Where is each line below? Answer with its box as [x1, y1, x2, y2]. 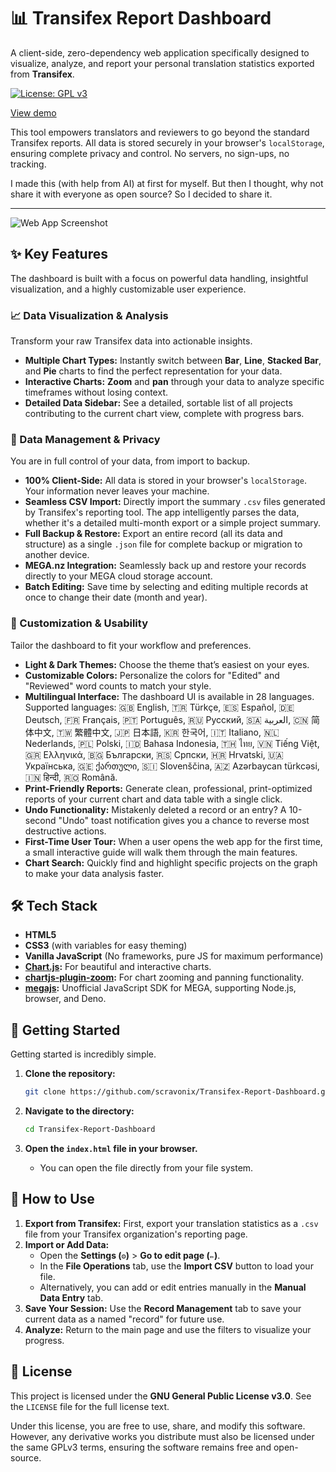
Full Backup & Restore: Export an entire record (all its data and [24, 528, 283, 540]
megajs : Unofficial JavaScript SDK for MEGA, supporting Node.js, [24, 982, 297, 994]
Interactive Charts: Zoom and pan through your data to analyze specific [24, 376, 325, 388]
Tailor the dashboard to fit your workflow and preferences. [10, 639, 252, 651]
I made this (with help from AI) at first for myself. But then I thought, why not [10, 177, 324, 189]
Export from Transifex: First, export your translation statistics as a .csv [24, 1217, 319, 1229]
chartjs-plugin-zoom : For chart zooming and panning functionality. [24, 971, 305, 984]
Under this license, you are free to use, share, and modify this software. [10, 1420, 306, 1432]
